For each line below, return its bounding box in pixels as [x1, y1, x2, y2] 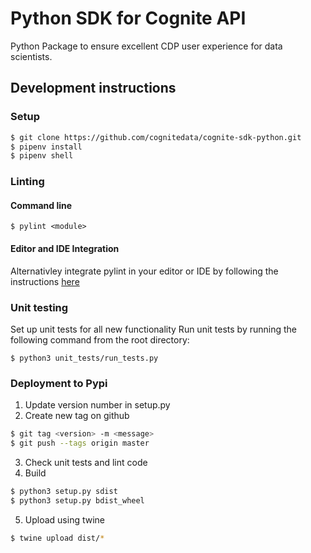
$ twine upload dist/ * [10, 533, 105, 543]
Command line [10, 199, 73, 211]
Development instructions [10, 80, 177, 97]
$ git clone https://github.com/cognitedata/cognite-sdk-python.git [10, 132, 302, 142]
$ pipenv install [10, 142, 83, 152]
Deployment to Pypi [10, 376, 108, 390]
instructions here [10, 275, 80, 287]
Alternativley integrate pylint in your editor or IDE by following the [10, 265, 279, 277]
